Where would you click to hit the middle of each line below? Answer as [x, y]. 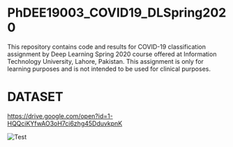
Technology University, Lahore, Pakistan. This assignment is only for [106, 61]
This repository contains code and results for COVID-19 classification [106, 46]
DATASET [36, 97]
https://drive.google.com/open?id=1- [60, 116]
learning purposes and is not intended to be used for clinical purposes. [109, 69]
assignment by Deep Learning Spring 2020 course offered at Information [112, 54]
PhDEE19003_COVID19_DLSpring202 [117, 13]
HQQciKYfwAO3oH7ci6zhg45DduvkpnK [65, 123]
